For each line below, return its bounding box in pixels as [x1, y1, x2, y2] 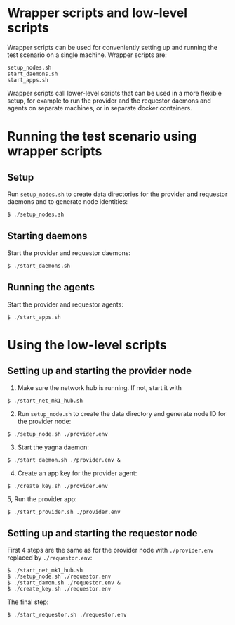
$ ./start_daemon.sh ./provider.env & [7, 456, 121, 463]
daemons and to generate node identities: [7, 197, 128, 205]
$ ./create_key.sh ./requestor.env [7, 586, 112, 593]
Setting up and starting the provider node [7, 365, 192, 377]
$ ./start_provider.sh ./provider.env [7, 508, 121, 515]
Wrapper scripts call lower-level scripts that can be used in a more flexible [7, 89, 222, 97]
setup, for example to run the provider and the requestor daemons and [7, 96, 212, 105]
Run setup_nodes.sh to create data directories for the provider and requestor [7, 190, 228, 198]
